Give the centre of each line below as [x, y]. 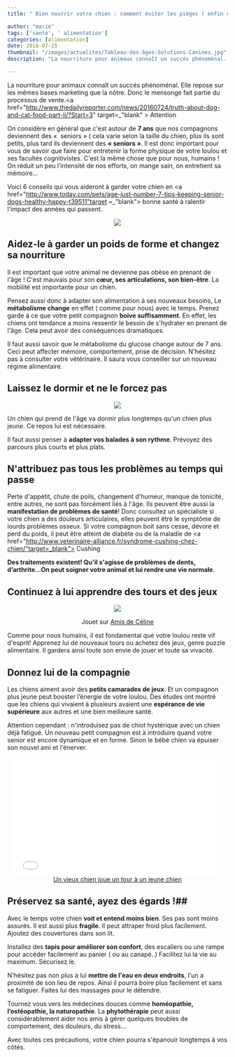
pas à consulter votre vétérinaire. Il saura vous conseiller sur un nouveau [112, 359]
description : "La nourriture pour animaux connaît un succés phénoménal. [117, 59]
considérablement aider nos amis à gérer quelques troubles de [98, 1018]
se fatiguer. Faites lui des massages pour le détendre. [85, 990]
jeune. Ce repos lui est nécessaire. [57, 425]
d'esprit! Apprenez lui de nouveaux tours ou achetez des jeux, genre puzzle [116, 643]
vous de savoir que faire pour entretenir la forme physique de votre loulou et [117, 151]
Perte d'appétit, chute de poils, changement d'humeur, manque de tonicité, [115, 497]
